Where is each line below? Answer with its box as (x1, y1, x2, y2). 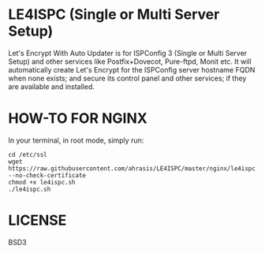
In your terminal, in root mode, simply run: (8, 136, 144, 145)
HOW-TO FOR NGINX (8, 110, 147, 128)
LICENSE (8, 211, 67, 229)
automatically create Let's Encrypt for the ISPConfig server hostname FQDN (8, 65, 256, 74)
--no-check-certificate (8, 171, 87, 179)
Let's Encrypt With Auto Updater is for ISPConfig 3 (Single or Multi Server (8, 48, 248, 58)
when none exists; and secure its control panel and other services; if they (8, 73, 247, 83)
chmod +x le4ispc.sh (8, 178, 77, 186)
